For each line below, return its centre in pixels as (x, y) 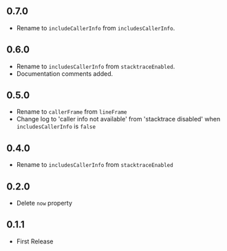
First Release (35, 241)
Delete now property (44, 203)
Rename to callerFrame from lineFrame (72, 112)
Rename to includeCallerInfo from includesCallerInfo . (96, 28)
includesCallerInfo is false (56, 126)
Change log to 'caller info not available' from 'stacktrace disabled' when (118, 119)
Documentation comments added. (65, 73)
